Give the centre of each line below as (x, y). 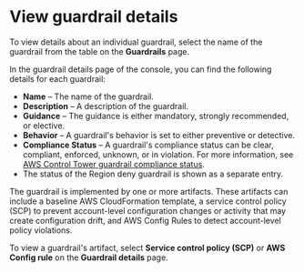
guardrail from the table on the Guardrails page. (99, 51)
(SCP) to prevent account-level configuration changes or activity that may (148, 210)
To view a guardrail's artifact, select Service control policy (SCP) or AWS (147, 247)
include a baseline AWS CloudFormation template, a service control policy (148, 201)
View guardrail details (94, 17)
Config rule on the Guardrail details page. (89, 257)
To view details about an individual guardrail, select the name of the (136, 42)
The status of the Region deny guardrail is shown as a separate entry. (153, 174)
